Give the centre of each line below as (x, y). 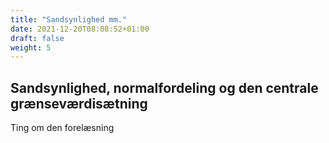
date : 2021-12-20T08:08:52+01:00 (80, 29)
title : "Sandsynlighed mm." (69, 19)
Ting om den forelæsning (62, 128)
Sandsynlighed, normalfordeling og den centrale (164, 87)
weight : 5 (31, 47)
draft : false (37, 38)
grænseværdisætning (79, 103)
